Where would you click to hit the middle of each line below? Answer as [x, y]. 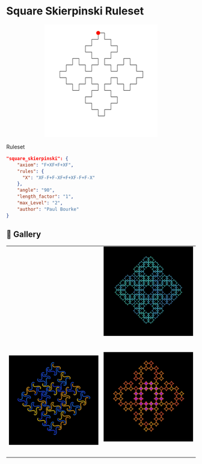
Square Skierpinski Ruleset [75, 11]
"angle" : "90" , [36, 191]
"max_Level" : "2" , [40, 203]
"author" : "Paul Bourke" [48, 209]
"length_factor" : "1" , [45, 197]
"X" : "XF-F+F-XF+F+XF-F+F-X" [59, 178]
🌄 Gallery [24, 235]
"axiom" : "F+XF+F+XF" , [45, 165]
